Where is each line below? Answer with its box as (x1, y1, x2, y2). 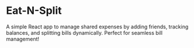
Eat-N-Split (6, 4, 63, 17)
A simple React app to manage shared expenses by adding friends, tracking (6, 23, 189, 30)
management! (6, 35, 40, 42)
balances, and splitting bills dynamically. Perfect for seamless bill (6, 29, 162, 36)
